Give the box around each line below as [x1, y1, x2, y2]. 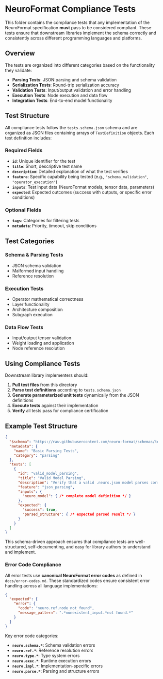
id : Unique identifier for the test [12, 158, 76, 164]
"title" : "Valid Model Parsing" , [17, 475, 86, 481]
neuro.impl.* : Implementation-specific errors [12, 663, 103, 669]
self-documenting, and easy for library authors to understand [28, 544, 151, 550]
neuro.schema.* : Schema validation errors [12, 642, 96, 648]
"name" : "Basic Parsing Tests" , [14, 448, 79, 453]
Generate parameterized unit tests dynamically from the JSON [12, 392, 139, 398]
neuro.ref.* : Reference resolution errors [12, 647, 94, 653]
